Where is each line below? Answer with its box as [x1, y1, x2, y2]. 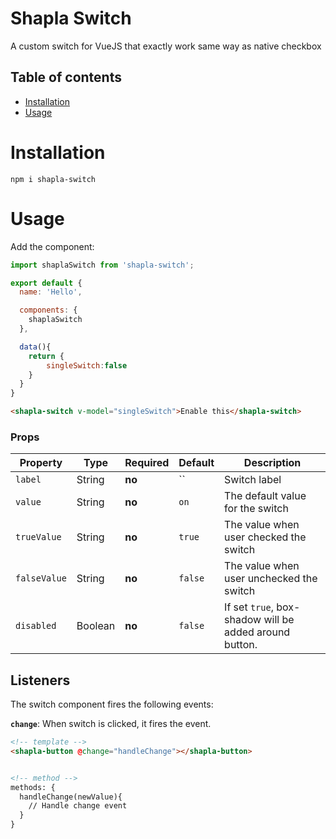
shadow [224, 613, 262, 627]
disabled [15, 620, 57, 632]
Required [124, 456, 170, 470]
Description [243, 456, 302, 470]
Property [19, 456, 63, 470]
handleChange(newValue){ [19, 792, 123, 802]
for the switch [224, 502, 289, 516]
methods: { [10, 782, 56, 792]
